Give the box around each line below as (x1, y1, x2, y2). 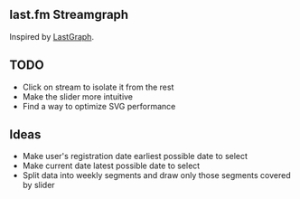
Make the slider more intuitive (22, 90, 134, 102)
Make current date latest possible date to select (22, 160, 201, 171)
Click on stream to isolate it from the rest (22, 81, 174, 92)
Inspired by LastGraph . (9, 31, 95, 42)
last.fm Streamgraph (9, 7, 129, 23)
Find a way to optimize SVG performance (22, 100, 176, 111)
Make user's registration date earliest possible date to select (22, 151, 248, 162)
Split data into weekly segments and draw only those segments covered (22, 170, 291, 181)
